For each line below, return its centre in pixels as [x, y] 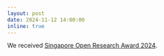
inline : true [26, 26]
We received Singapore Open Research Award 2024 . [82, 46]
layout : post [26, 13]
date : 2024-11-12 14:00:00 [46, 20]
